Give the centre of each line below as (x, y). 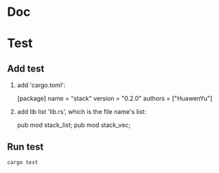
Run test (25, 147)
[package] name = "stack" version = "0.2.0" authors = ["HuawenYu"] (115, 99)
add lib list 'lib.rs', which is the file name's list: (81, 112)
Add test (26, 68)
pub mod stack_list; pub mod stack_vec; (74, 125)
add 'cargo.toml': (41, 85)
